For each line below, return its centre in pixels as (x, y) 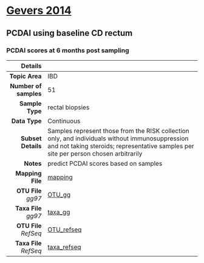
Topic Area (25, 76)
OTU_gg (59, 194)
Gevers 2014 (39, 11)
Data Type (26, 121)
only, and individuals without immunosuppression (118, 138)
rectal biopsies (69, 107)
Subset (31, 138)
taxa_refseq (64, 247)
